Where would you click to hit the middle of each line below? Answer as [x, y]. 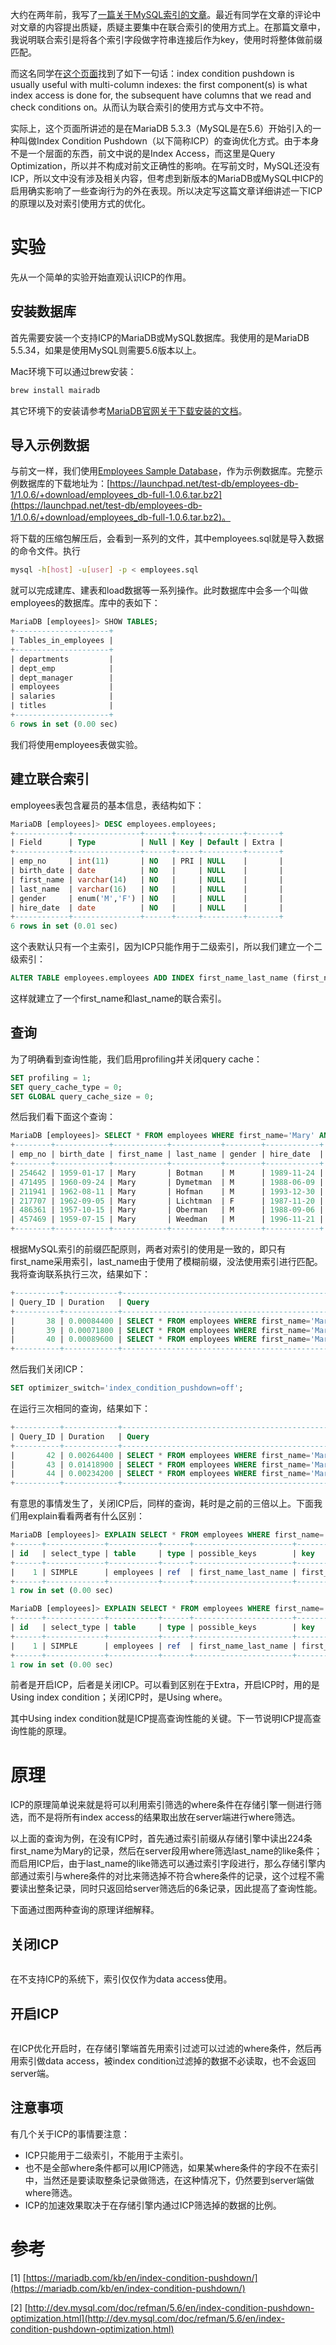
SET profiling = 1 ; [51, 1078]
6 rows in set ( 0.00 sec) [64, 724]
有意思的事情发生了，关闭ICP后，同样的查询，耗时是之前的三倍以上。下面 [162, 1504]
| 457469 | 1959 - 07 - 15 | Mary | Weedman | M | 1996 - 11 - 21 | [167, 1219]
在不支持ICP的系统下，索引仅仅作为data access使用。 [121, 1979]
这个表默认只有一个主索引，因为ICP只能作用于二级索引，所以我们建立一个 [162, 947]
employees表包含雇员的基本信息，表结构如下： [107, 805]
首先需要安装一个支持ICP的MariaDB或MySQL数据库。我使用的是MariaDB [160, 337]
